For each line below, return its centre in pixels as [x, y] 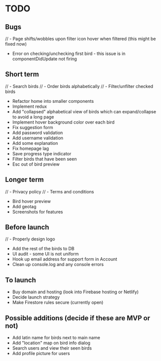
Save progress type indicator [42, 153]
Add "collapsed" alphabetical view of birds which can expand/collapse [84, 111]
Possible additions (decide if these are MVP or [78, 318]
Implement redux [29, 106]
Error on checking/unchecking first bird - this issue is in [69, 53]
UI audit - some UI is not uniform [45, 254]
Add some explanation [35, 143]
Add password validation [38, 133]
